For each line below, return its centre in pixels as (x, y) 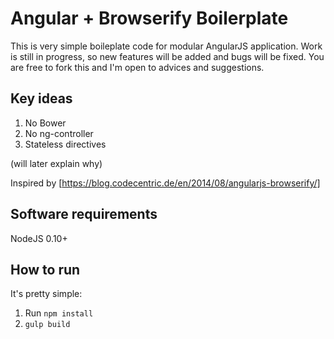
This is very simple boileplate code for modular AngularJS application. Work (166, 46)
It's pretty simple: (46, 294)
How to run (45, 269)
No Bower (45, 123)
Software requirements (84, 214)
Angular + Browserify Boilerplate (149, 18)
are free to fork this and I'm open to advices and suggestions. (137, 67)
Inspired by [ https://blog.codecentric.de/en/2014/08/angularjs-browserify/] (165, 183)
